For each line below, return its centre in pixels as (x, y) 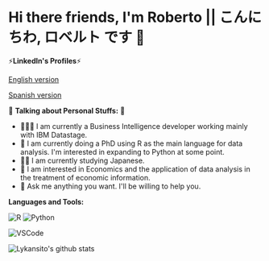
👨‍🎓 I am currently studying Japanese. (82, 160)
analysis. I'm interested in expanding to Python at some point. (122, 151)
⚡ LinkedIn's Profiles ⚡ (45, 60)
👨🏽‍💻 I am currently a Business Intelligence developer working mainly (134, 126)
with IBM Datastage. (54, 135)
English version (34, 79)
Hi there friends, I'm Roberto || (112, 17)
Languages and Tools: (46, 201)
